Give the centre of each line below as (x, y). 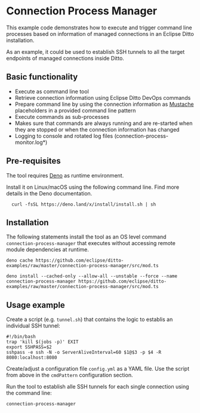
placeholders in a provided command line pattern (75, 110)
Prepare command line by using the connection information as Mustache (104, 104)
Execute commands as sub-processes (62, 117)
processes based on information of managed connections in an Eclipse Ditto (100, 33)
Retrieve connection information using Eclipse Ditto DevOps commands (103, 97)
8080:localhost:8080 (32, 358)
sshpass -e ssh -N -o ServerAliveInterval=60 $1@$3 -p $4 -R (84, 353)
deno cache (20, 261)
